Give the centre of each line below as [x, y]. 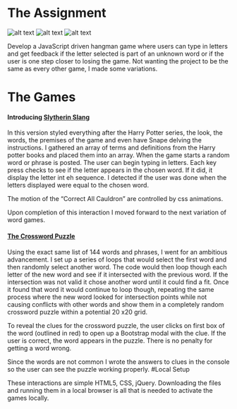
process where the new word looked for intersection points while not [107, 297]
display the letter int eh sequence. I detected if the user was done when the [117, 178]
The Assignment [57, 13]
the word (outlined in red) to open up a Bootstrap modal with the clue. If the [117, 333]
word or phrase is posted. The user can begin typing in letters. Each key [112, 163]
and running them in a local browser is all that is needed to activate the [110, 390]
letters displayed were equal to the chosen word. [78, 185]
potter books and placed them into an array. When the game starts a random [119, 155]
